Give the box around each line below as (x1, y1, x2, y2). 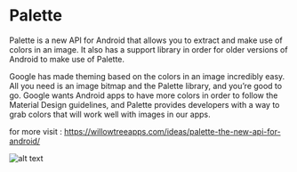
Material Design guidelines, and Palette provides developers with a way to (9, 99, 280, 110)
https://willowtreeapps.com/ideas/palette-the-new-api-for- (63, 126, 282, 136)
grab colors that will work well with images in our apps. (9, 109, 211, 119)
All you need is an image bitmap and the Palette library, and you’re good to (9, 80, 283, 91)
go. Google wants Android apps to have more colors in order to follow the (9, 90, 278, 101)
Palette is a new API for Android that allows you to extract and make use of (9, 35, 283, 45)
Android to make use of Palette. (9, 53, 125, 64)
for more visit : (9, 126, 62, 136)
